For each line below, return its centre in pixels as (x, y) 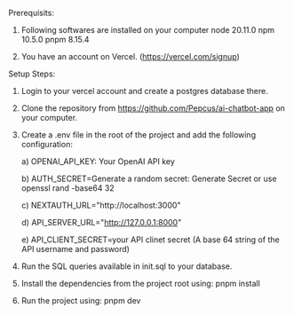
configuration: (47, 144)
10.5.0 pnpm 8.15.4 (55, 39)
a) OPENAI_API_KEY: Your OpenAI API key (98, 161)
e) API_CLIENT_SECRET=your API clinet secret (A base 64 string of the (151, 240)
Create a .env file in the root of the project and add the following (139, 135)
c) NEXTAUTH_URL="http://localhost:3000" (101, 205)
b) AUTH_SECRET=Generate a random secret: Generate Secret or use (149, 178)
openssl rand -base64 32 (68, 188)
